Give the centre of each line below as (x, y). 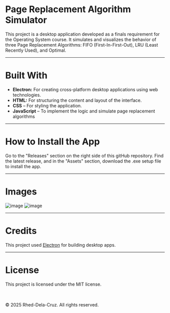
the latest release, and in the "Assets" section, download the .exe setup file (83, 161)
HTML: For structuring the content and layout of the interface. (77, 100)
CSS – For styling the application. (47, 105)
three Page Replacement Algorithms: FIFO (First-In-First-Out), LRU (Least (82, 45)
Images (21, 191)
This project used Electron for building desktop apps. (60, 245)
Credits (21, 231)
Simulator (26, 20)
